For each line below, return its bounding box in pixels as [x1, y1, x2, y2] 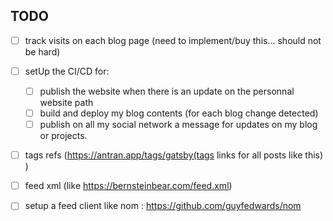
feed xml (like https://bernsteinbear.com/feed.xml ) [24, 180, 233, 192]
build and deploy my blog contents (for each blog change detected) [39, 107, 319, 119]
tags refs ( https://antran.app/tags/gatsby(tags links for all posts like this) [24, 149, 324, 161]
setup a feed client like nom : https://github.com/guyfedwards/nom [24, 200, 302, 212]
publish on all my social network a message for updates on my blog [39, 119, 318, 131]
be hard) [24, 45, 61, 58]
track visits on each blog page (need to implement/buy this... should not [24, 34, 322, 46]
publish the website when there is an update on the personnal [39, 85, 295, 97]
